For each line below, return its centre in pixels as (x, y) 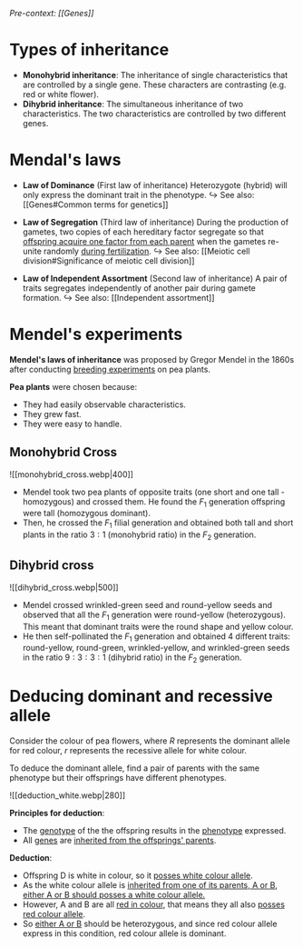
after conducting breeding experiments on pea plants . (110, 369)
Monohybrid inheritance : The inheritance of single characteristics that (155, 75)
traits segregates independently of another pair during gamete (139, 288)
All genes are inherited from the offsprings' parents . (119, 841)
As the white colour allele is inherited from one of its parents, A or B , (150, 885)
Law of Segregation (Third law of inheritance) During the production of (155, 222)
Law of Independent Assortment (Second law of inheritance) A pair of (155, 278)
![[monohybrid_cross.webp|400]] (72, 474)
